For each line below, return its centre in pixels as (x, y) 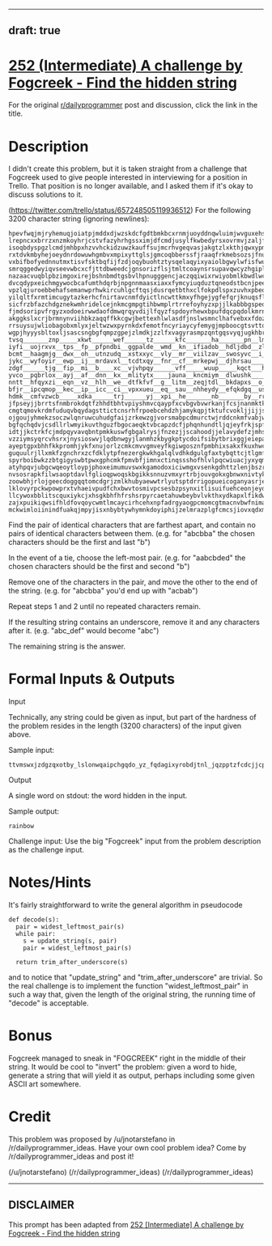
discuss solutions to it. (46, 194)
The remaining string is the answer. (67, 646)
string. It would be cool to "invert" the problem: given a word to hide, (123, 1067)
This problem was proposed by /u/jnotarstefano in (92, 1139)
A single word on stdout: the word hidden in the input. (98, 796)
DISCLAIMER (41, 1205)
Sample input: (32, 751)
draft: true (34, 30)
